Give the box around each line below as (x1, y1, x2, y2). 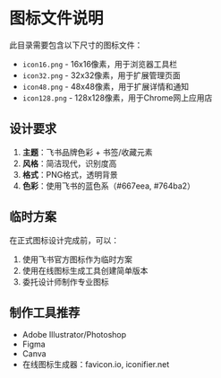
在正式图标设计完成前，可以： (9, 234, 119, 245)
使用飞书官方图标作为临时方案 (21, 253, 132, 265)
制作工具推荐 (9, 304, 81, 320)
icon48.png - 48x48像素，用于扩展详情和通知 (21, 81, 190, 92)
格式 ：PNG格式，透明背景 (21, 169, 118, 180)
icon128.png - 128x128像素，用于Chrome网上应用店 (21, 92, 213, 103)
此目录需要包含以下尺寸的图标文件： (9, 40, 143, 50)
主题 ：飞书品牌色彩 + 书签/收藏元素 (21, 146, 153, 157)
